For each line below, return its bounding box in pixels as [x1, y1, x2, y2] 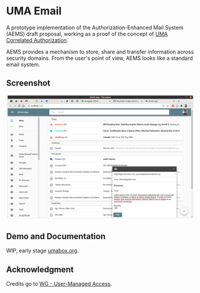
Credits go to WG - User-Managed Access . [6, 280, 112, 288]
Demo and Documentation [6, 231, 106, 241]
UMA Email [6, 4, 62, 18]
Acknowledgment [6, 264, 74, 275]
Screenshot [6, 78, 51, 88]
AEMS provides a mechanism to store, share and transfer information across [6, 48, 194, 55]
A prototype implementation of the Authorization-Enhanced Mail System [6, 24, 184, 31]
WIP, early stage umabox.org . [6, 247, 79, 254]
